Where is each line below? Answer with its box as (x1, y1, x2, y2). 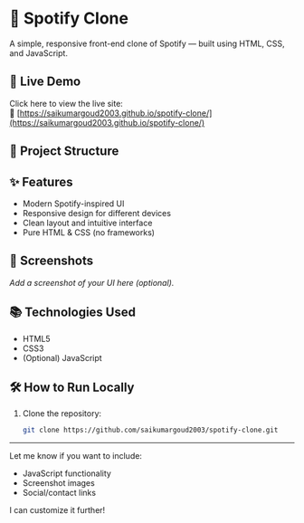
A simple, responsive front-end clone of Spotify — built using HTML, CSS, (9, 38, 285, 49)
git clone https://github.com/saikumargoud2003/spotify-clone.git (22, 425, 279, 435)
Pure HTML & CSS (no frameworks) (22, 226, 156, 238)
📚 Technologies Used (9, 305, 136, 320)
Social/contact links (22, 488, 97, 499)
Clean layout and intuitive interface (22, 217, 153, 228)
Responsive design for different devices (22, 207, 172, 218)
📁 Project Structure (9, 144, 119, 159)
